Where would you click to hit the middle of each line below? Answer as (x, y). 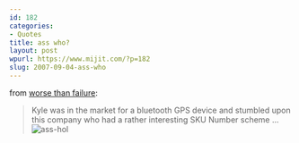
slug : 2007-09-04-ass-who (57, 68)
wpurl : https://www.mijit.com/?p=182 (80, 59)
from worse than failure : (54, 93)
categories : (31, 26)
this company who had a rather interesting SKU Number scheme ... (155, 119)
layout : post (34, 51)
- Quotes (26, 34)
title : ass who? (40, 42)
